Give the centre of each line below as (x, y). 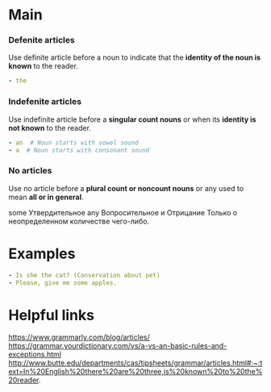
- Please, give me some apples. (63, 283)
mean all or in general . (46, 197)
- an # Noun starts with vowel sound (73, 143)
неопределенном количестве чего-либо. (79, 221)
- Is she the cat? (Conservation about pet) (84, 275)
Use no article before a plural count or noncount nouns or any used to (126, 188)
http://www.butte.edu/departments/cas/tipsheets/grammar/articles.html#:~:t (135, 363)
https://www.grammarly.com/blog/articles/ (79, 337)
